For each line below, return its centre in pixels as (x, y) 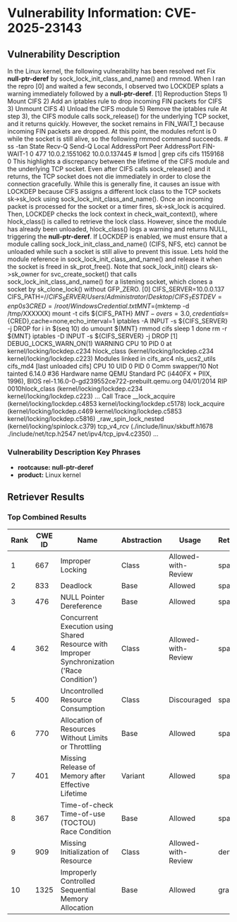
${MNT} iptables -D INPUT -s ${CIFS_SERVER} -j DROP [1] (93, 336)
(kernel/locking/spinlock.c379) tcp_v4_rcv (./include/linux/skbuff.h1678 (110, 426)
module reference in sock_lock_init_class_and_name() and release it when (115, 259)
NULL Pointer (83, 597)
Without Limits (84, 737)
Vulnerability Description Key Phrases (74, 452)
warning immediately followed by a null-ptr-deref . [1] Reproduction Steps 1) (117, 94)
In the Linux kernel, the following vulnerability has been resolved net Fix (111, 71)
